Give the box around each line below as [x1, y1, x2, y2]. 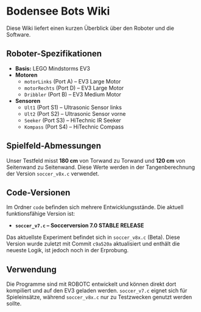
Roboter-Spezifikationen [6, 49, 102, 59]
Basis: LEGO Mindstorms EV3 [15, 65, 90, 72]
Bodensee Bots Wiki [6, 4, 110, 18]
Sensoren [15, 97, 41, 104]
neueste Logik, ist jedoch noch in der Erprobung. [6, 247, 129, 254]
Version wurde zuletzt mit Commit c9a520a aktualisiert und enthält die [6, 240, 180, 247]
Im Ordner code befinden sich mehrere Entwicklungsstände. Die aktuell [6, 204, 184, 211]
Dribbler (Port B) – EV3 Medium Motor [24, 90, 122, 98]
